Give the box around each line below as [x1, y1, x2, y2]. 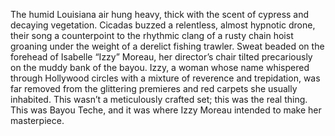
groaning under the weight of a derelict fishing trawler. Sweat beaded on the [10, 40, 325, 52]
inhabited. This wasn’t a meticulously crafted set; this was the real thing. [10, 94, 308, 105]
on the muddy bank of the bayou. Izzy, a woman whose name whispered [10, 62, 310, 73]
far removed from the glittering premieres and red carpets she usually [10, 83, 298, 94]
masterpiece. [10, 115, 65, 126]
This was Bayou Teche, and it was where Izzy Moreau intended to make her [10, 104, 322, 116]
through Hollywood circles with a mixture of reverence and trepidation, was [10, 72, 321, 84]
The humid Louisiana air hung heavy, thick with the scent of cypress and [10, 9, 310, 20]
